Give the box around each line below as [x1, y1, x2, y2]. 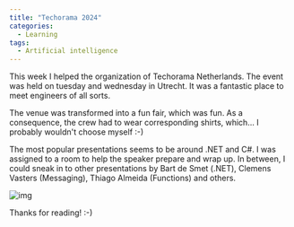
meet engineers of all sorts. [9, 91, 110, 101]
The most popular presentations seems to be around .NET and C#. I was [9, 144, 276, 155]
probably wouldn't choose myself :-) [9, 127, 144, 137]
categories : [9, 22, 54, 31]
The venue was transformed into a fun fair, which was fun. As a [9, 108, 244, 118]
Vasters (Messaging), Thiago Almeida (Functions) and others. [9, 172, 236, 184]
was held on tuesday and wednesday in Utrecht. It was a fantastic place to [9, 81, 284, 92]
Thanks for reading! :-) [9, 207, 93, 218]
